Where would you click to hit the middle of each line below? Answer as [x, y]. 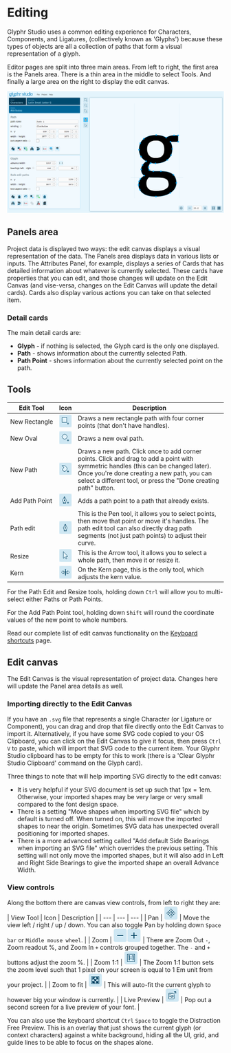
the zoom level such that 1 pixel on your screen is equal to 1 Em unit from [110, 969]
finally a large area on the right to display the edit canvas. [88, 81]
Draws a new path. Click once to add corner [140, 451]
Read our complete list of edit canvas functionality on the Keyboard [102, 633]
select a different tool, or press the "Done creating [148, 480]
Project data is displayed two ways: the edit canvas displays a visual [104, 248]
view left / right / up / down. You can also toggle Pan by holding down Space [114, 925]
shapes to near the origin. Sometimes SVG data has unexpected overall [118, 826]
